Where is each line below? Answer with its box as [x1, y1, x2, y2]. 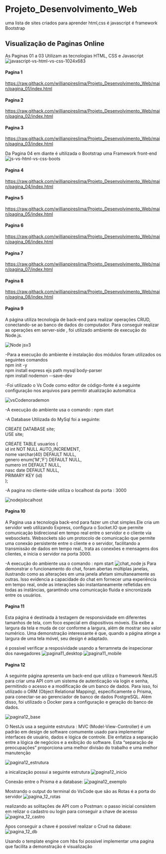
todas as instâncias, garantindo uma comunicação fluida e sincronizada [5, 587, 152, 593]
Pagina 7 [5, 250, 23, 256]
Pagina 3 [5, 124, 24, 130]
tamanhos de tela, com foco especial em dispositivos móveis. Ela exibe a [5, 619, 154, 625]
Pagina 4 [5, 167, 24, 173]
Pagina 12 [5, 662, 26, 668]
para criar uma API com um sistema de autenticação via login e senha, [5, 678, 149, 684]
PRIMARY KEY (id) [5, 472, 43, 478]
